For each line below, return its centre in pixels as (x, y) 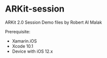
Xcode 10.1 (23, 46)
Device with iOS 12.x (32, 51)
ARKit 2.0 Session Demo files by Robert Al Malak (53, 22)
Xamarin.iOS (24, 41)
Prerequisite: (18, 31)
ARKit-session (35, 9)
